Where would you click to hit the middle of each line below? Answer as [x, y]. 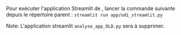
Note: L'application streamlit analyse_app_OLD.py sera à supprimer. [85, 26]
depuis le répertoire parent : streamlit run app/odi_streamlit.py [84, 15]
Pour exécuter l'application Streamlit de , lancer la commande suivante [91, 8]
